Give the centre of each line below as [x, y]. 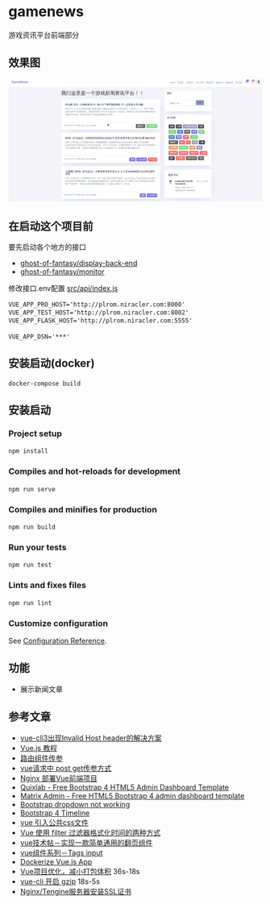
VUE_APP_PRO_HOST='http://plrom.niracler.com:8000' [97, 305]
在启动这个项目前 [51, 226]
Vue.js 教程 [39, 748]
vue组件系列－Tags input [61, 852]
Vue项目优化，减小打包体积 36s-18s [80, 871]
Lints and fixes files [48, 585]
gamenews [46, 12]
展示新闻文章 [41, 689]
